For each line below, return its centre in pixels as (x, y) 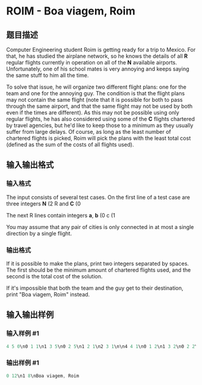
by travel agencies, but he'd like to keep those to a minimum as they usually (100, 125)
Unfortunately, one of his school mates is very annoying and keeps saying (98, 69)
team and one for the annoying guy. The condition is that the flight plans (96, 93)
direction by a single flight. (39, 233)
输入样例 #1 (23, 334)
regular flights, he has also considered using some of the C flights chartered (101, 119)
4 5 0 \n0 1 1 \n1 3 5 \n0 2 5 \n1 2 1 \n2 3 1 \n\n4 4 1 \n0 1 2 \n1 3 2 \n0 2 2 (101, 346)
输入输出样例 (30, 315)
